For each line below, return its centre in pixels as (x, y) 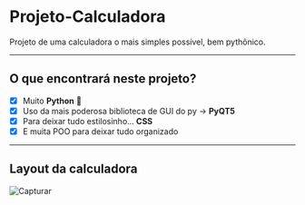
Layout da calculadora (74, 169)
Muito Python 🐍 (52, 101)
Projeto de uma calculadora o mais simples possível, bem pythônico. (138, 42)
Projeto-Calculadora (88, 17)
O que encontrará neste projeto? (103, 79)
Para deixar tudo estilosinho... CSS (88, 121)
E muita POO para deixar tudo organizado (100, 131)
